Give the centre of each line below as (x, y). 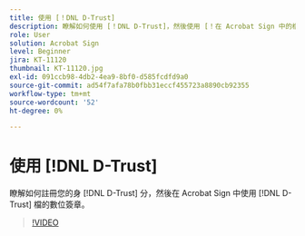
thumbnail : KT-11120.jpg (56, 69)
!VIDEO (45, 222)
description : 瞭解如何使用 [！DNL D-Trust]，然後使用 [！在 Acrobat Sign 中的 (151, 26)
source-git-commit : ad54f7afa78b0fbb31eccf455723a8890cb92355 (129, 85)
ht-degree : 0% (36, 111)
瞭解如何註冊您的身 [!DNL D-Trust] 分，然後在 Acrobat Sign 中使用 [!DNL (145, 193)
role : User (30, 34)
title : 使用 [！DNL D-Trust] (63, 18)
